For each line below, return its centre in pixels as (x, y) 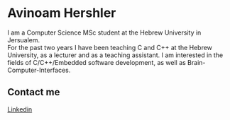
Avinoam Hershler (62, 13)
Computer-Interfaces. (39, 70)
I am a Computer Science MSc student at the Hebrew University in (104, 32)
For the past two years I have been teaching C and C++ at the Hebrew (110, 47)
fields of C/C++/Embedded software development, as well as (97, 62)
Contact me (34, 92)
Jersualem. (24, 40)
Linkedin (20, 109)
